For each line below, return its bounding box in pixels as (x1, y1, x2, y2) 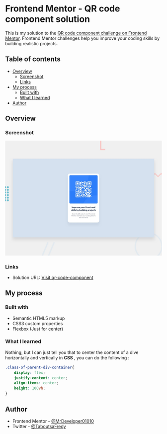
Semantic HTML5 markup (12, 315, 65, 321)
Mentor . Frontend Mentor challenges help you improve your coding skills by (5, 35, 160, 41)
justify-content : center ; (14, 375, 68, 380)
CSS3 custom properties (12, 320, 63, 326)
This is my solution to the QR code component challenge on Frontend (5, 30, 147, 36)
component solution (5, 13, 90, 25)
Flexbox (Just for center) (12, 326, 64, 332)
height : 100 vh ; (14, 386, 46, 391)
